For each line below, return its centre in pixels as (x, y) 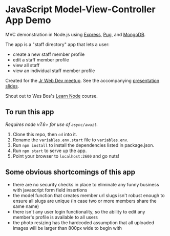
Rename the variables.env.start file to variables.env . (71, 140)
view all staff (26, 65)
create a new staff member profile (49, 54)
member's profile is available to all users (55, 217)
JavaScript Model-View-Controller (80, 9)
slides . (12, 86)
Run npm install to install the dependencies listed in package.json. (83, 145)
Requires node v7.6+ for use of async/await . (52, 124)
